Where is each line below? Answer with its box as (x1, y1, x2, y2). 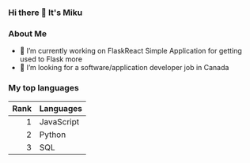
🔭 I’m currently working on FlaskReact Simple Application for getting (19, 46, 243, 56)
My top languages (8, 83, 79, 94)
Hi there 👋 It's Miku (8, 7, 83, 18)
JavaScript (39, 116, 80, 127)
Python (39, 129, 66, 140)
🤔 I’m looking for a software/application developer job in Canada (19, 63, 229, 72)
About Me (8, 28, 47, 39)
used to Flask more (19, 54, 83, 64)
